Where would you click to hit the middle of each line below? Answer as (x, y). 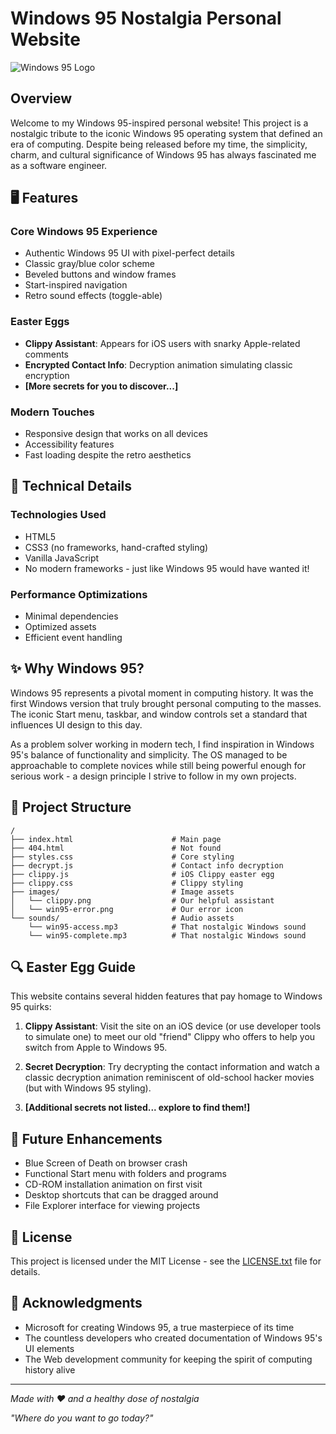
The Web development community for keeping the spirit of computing (168, 1359)
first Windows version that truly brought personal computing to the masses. (166, 703)
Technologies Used (58, 515)
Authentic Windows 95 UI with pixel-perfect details (129, 253)
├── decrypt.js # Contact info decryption (147, 865)
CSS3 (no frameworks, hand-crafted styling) (116, 547)
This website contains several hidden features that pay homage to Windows (166, 996)
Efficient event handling (73, 638)
